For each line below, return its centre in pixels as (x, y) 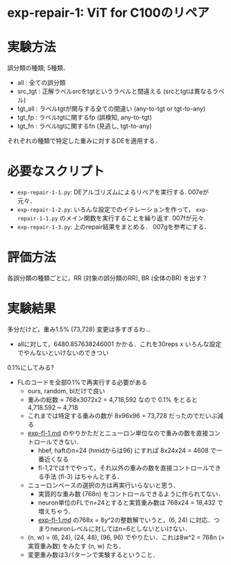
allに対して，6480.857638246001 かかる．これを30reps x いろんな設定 (119, 344)
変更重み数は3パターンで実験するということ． (93, 555)
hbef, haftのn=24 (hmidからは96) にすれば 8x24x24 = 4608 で (127, 450)
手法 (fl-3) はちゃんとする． (84, 476)
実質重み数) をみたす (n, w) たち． (76, 546)
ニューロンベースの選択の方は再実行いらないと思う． (103, 485)
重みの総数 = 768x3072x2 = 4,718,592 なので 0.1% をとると (112, 400)
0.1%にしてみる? (31, 367)
